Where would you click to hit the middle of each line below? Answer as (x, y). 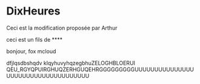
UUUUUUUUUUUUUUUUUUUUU (48, 76)
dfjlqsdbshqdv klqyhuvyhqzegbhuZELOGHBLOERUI (71, 63)
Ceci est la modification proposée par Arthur (62, 28)
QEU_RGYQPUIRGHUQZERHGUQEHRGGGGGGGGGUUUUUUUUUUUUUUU (100, 69)
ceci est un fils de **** (35, 39)
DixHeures (33, 11)
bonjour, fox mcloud (31, 51)
